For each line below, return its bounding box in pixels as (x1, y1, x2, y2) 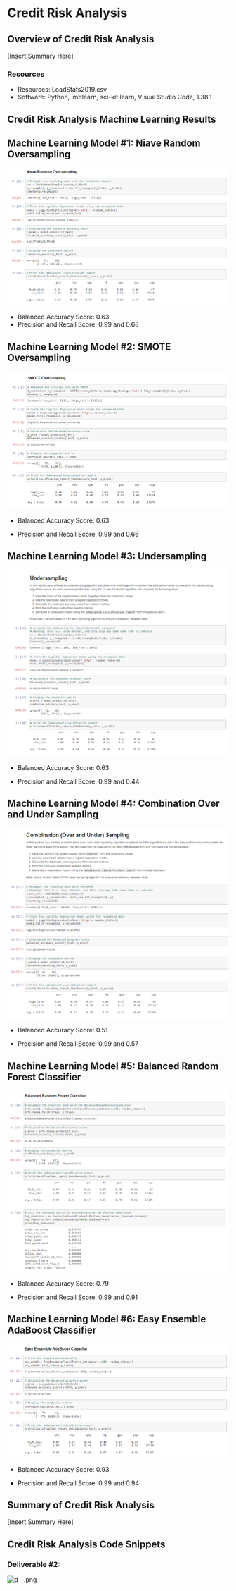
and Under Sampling (7, 809, 99, 821)
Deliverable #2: (7, 1559, 61, 1569)
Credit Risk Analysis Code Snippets (7, 1538, 166, 1550)
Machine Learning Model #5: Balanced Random (7, 1060, 219, 1072)
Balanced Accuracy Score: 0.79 (17, 1279, 109, 1288)
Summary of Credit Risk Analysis (7, 1499, 155, 1511)
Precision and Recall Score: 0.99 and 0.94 (17, 1479, 140, 1487)
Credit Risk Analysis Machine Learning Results (7, 113, 216, 125)
